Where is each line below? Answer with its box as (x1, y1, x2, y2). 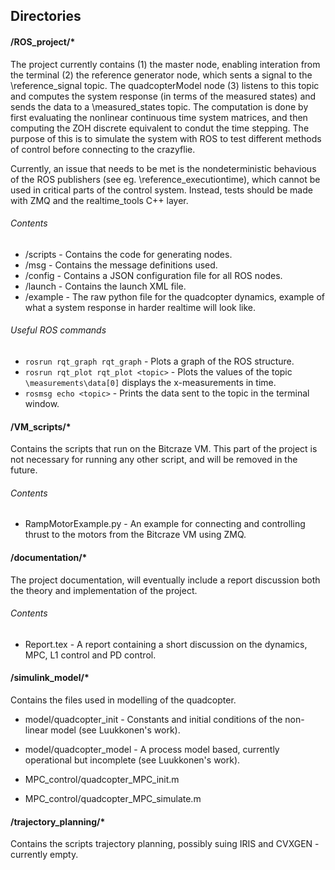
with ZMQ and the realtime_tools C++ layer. (10, 194, 189, 206)
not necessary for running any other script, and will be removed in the (10, 454, 298, 466)
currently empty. (10, 849, 79, 861)
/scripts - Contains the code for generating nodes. (24, 248, 233, 260)
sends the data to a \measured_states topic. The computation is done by (10, 100, 309, 113)
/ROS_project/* (10, 35, 76, 48)
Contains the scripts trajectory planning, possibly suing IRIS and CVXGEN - (10, 838, 320, 850)
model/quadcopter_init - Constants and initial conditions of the (24, 714, 283, 726)
